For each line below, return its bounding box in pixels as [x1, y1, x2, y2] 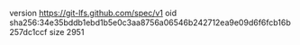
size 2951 [49, 27, 85, 37]
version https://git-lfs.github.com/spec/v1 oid [9, 8, 177, 18]
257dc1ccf [9, 27, 48, 37]
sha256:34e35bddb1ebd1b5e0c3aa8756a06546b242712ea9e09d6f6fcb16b [9, 17, 291, 28]
